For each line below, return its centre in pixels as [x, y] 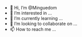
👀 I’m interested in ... [31, 13]
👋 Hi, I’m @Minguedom [33, 8]
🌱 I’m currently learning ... [36, 18]
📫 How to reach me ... [33, 29]
